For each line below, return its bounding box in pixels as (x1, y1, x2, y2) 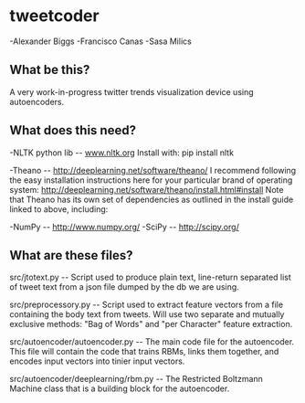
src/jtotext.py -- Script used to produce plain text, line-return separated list (9, 271, 292, 283)
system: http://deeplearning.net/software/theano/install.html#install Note (9, 184, 284, 195)
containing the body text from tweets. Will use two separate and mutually (9, 309, 285, 320)
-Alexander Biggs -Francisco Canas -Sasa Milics (9, 36, 192, 47)
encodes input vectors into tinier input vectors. (9, 355, 185, 366)
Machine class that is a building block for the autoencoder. (9, 383, 230, 394)
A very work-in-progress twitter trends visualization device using (9, 86, 254, 97)
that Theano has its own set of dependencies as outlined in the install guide (9, 194, 294, 205)
